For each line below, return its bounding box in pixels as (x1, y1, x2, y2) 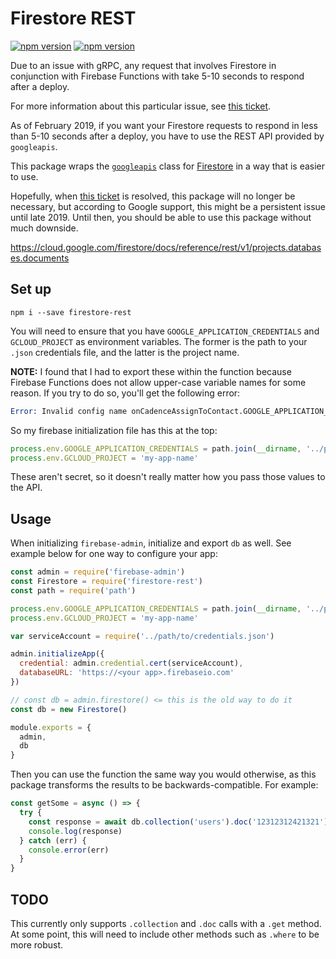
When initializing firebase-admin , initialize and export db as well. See (10, 537, 292, 549)
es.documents (10, 252, 70, 264)
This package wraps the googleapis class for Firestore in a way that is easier (10, 160, 326, 172)
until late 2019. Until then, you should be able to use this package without (10, 211, 312, 223)
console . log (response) (28, 826, 123, 836)
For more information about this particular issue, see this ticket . (10, 100, 272, 112)
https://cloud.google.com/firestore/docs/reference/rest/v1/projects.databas (10, 241, 322, 253)
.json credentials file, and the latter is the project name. (10, 346, 240, 358)
